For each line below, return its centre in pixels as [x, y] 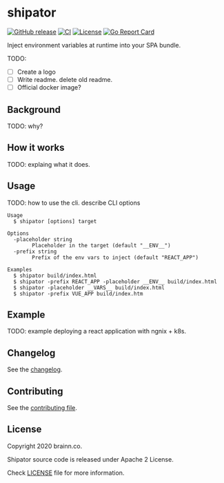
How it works [36, 148]
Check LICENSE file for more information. [66, 473]
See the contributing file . [42, 408]
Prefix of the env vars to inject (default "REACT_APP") [115, 257]
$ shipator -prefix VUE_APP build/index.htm [78, 294]
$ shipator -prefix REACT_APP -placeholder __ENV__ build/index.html [115, 281]
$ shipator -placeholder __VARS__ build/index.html [89, 287]
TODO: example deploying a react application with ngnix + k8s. [97, 331]
